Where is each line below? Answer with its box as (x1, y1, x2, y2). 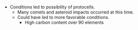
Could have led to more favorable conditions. (17, 15, 110, 20)
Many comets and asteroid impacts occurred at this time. (17, 9, 134, 15)
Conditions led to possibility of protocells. (9, 4, 95, 10)
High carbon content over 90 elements (24, 19, 104, 25)
